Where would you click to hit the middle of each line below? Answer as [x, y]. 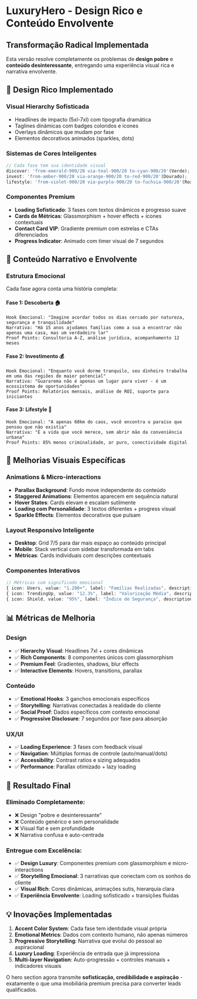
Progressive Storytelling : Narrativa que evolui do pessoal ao [88, 941]
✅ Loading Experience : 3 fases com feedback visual [78, 747]
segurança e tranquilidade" [40, 322]
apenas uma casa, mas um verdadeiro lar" [57, 333]
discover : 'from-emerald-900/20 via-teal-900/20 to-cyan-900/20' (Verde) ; [98, 171]
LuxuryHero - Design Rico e [74, 11]
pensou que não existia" [36, 427]
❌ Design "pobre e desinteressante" [58, 815]
